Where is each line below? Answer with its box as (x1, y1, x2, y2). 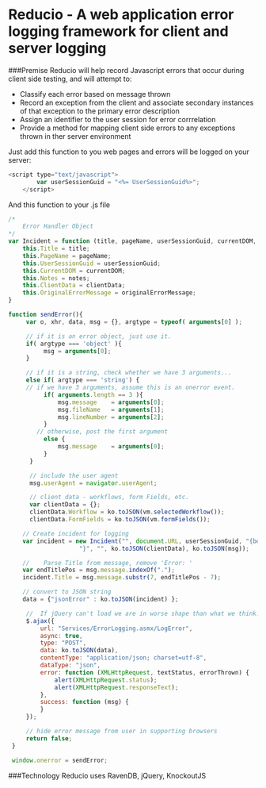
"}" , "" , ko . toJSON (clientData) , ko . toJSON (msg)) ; (78, 544, 249, 552)
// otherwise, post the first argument (36, 428, 169, 436)
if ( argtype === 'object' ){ (25, 340, 123, 348)
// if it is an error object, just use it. (25, 332, 172, 340)
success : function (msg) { (40, 698, 129, 706)
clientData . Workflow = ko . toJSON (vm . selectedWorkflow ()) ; (28, 508, 225, 517)
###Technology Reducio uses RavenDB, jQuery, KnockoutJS (8, 771, 207, 780)
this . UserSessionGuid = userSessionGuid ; (22, 259, 161, 267)
